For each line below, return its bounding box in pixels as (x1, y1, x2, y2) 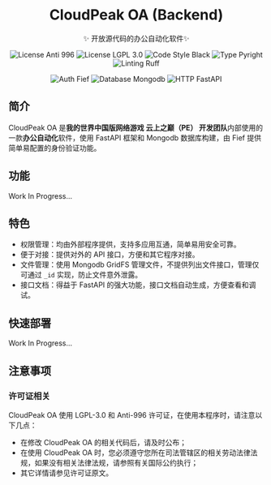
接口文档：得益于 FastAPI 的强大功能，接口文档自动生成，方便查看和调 (19, 280, 256, 290)
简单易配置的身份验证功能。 (8, 143, 101, 152)
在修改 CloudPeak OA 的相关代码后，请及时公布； (19, 437, 187, 447)
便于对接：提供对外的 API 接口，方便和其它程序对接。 (19, 250, 200, 260)
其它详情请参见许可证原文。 (19, 468, 114, 478)
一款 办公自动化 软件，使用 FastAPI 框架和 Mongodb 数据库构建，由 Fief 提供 (8, 132, 262, 143)
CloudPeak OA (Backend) (49, 6, 224, 24)
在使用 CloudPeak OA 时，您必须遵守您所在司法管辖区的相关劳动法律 (19, 448, 252, 457)
